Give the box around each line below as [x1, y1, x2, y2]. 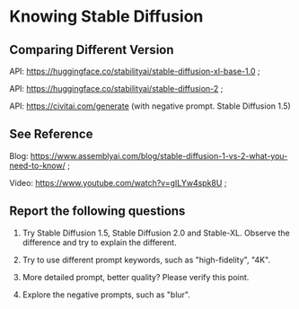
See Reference [9, 127, 93, 142]
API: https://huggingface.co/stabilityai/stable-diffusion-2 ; [9, 84, 224, 93]
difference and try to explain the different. [22, 236, 177, 248]
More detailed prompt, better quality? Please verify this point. [22, 271, 250, 282]
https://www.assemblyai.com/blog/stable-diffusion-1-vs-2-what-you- [30, 150, 288, 161]
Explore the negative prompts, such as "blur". [22, 289, 191, 300]
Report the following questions [9, 204, 186, 219]
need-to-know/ [9, 160, 66, 171]
